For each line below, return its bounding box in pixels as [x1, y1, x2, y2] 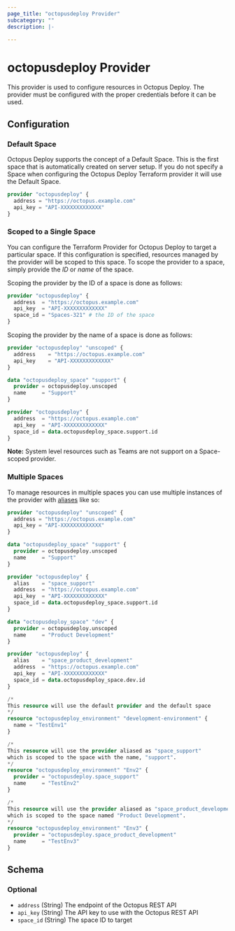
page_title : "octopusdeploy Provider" [7, 10, 120, 17]
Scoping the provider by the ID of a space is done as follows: [7, 278, 183, 287]
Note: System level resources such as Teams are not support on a [7, 447, 198, 455]
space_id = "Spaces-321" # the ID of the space [13, 312, 155, 319]
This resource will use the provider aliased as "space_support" [7, 747, 201, 754]
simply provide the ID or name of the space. [7, 265, 134, 273]
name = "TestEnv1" [13, 722, 68, 729]
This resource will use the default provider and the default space [7, 702, 211, 709]
